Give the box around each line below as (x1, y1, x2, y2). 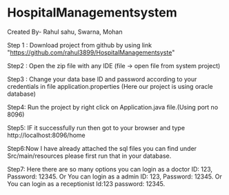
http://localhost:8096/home (7, 131, 86, 139)
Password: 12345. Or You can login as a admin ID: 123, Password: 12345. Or (7, 172, 222, 181)
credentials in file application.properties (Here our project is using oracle (7, 82, 213, 90)
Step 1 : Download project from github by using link (7, 41, 152, 49)
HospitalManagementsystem (7, 5, 177, 21)
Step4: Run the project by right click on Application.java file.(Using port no (7, 103, 219, 111)
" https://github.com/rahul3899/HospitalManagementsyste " (7, 48, 175, 57)
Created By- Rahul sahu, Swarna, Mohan (7, 28, 123, 36)
